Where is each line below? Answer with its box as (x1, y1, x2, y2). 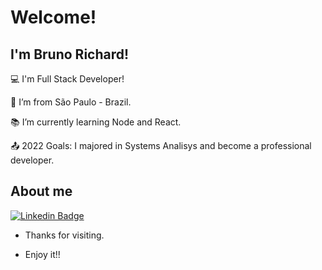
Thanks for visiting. (24, 229, 105, 241)
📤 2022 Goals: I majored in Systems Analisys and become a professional (10, 140, 312, 151)
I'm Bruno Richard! (10, 46, 130, 63)
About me (10, 183, 73, 200)
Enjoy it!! (24, 248, 61, 260)
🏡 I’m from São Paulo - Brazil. (10, 96, 132, 108)
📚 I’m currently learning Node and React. (10, 116, 182, 128)
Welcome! (10, 6, 97, 29)
